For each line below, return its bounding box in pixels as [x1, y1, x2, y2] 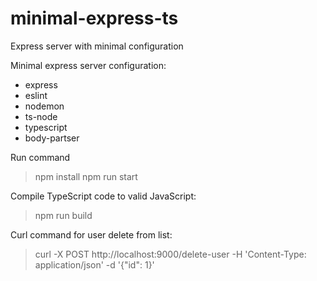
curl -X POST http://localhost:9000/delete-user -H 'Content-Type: [34, 248, 307, 260]
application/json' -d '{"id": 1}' [34, 258, 155, 271]
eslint [24, 89, 48, 101]
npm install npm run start [34, 170, 138, 182]
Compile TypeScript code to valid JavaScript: [10, 190, 197, 202]
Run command [10, 151, 71, 163]
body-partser [24, 132, 80, 144]
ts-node [24, 110, 58, 122]
